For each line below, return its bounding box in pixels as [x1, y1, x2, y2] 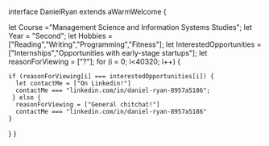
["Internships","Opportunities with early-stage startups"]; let [8, 48, 208, 57]
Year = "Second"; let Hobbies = [8, 31, 113, 40]
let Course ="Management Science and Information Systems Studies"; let [8, 23, 252, 31]
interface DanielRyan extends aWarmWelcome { [8, 7, 167, 16]
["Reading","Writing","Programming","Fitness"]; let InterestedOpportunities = [8, 40, 262, 49]
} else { [11, 94, 42, 102]
